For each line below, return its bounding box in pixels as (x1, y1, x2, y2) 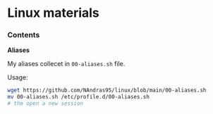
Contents (7, 30, 40, 40)
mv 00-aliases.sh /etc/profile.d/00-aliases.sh (7, 94, 150, 101)
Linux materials (7, 5, 100, 21)
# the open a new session (7, 100, 83, 107)
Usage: (7, 73, 28, 82)
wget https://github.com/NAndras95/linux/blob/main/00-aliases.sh (7, 87, 207, 94)
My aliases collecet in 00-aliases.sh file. (7, 60, 126, 68)
